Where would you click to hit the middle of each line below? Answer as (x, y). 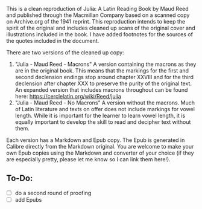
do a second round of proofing (53, 193)
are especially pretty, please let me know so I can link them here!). (88, 159)
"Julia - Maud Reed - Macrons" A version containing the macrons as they (106, 64)
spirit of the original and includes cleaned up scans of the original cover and (101, 28)
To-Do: (20, 178)
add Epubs (28, 199)
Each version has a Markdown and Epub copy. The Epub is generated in (96, 140)
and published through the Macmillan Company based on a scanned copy (98, 15)
